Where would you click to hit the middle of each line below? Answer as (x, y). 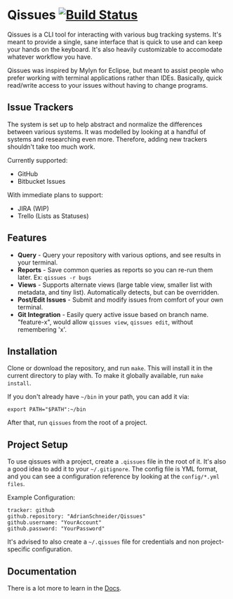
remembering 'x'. (42, 329)
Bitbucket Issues (41, 181)
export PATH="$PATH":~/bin (47, 410)
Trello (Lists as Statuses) (53, 216)
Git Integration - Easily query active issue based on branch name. (113, 314)
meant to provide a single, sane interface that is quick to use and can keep (115, 41)
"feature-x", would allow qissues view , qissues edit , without (105, 322)
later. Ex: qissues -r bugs (54, 277)
